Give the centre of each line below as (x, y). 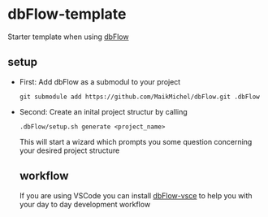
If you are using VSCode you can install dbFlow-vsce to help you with (136, 195)
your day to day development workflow (85, 204)
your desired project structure (69, 150)
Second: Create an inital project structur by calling (103, 111)
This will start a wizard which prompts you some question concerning (136, 141)
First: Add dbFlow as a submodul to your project (100, 81)
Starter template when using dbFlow (68, 37)
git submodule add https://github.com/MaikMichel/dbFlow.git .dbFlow (140, 97)
